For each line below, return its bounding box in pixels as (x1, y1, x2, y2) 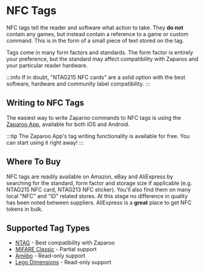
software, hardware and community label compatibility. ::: (6, 80, 150, 87)
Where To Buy (6, 156, 61, 167)
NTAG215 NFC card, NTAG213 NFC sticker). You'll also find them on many (6, 186, 191, 193)
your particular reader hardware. (6, 62, 88, 69)
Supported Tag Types (6, 222, 90, 233)
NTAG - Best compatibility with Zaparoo (15, 239, 115, 246)
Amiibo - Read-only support (15, 252, 85, 260)
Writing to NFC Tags (6, 98, 84, 108)
